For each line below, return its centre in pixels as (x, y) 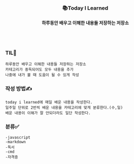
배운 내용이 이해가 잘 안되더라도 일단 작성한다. (48, 113)
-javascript (18, 138)
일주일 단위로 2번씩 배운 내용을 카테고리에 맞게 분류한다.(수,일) (64, 108)
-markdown (16, 142)
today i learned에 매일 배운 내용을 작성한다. (49, 102)
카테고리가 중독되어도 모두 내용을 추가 (39, 70)
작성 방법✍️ (19, 89)
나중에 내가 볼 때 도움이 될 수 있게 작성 (42, 75)
